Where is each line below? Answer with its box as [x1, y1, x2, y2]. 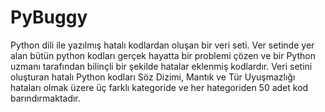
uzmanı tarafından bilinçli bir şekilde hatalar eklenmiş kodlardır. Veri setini [10, 60, 313, 72]
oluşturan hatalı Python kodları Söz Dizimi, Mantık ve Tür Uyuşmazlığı [10, 71, 296, 83]
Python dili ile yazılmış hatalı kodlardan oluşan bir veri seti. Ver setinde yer [10, 39, 315, 51]
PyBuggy [10, 6, 88, 29]
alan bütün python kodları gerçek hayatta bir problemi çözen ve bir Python [10, 49, 316, 61]
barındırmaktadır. [10, 92, 81, 104]
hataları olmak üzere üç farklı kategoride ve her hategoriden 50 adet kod [10, 81, 309, 93]
